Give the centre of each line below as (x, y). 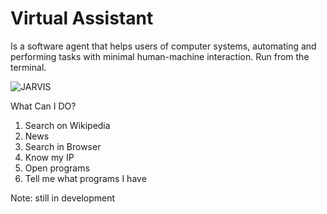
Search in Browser (63, 146)
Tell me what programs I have (85, 178)
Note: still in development (63, 198)
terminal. (28, 67)
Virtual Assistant (82, 18)
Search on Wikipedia (67, 125)
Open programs (57, 168)
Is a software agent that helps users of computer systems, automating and (163, 46)
